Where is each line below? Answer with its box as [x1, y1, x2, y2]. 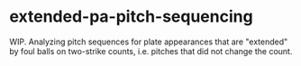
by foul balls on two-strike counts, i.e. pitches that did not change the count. [9, 45, 293, 56]
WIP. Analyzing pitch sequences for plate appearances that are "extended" [9, 36, 288, 47]
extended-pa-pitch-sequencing [9, 6, 254, 27]
